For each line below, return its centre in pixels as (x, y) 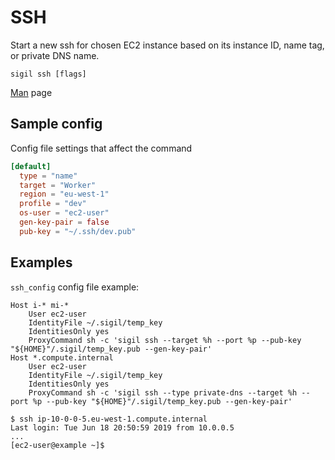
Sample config (56, 124)
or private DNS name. (55, 55)
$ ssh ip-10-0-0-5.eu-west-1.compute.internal (109, 419)
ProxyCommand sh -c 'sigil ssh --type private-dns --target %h (163, 392)
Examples (41, 262)
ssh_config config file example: (75, 287)
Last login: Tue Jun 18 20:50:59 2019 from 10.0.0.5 (122, 427)
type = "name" (48, 176)
